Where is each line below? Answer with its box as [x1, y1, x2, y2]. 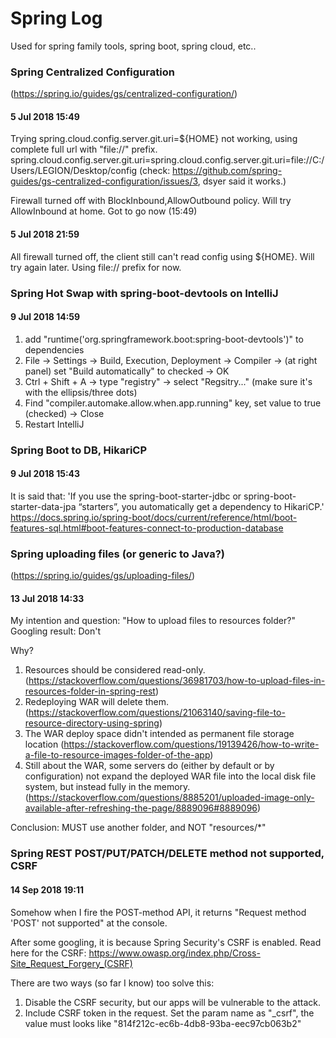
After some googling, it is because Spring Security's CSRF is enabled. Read [10, 936, 322, 948]
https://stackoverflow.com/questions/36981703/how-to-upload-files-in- [28, 675, 326, 687]
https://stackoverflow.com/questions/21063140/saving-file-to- [28, 707, 286, 719]
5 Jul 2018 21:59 [10, 228, 80, 241]
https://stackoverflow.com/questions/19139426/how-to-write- [63, 738, 320, 751]
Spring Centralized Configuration [10, 65, 175, 79]
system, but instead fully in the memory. [24, 781, 191, 793]
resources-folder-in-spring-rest [24, 685, 156, 697]
